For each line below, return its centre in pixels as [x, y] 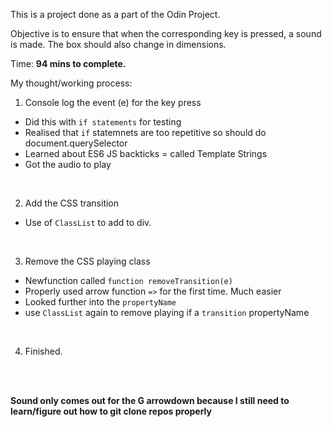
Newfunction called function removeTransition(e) [128, 280]
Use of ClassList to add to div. [88, 222]
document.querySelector [76, 143]
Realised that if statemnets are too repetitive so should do [145, 132]
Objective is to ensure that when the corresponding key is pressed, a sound [166, 33]
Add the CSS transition [72, 203]
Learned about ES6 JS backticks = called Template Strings [146, 153]
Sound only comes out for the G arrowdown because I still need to [150, 400]
